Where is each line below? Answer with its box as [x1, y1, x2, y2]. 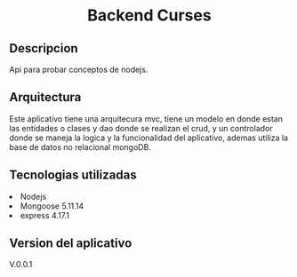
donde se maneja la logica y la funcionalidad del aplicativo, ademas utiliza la [9, 132, 289, 143]
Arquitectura [9, 90, 82, 105]
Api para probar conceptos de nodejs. [9, 64, 148, 75]
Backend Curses [87, 5, 212, 26]
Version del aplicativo [9, 236, 132, 251]
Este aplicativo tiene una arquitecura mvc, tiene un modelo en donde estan [9, 113, 283, 124]
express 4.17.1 [20, 210, 69, 220]
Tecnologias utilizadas [9, 168, 137, 183]
